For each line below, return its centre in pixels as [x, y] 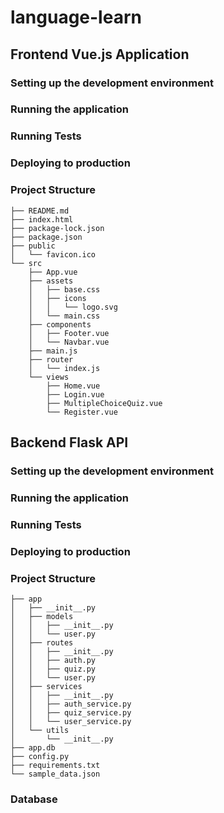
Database [34, 799]
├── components [60, 324]
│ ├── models [42, 616]
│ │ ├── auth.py [53, 660]
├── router [51, 359]
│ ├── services [46, 686]
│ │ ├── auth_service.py [71, 704]
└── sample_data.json [55, 774]
